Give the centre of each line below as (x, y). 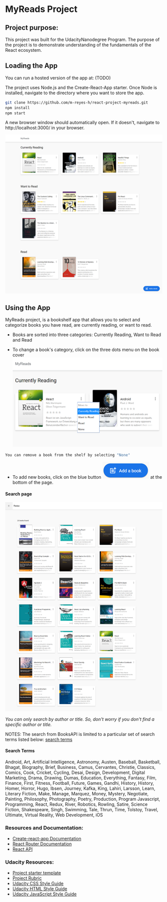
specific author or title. (29, 724)
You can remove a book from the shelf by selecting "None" (68, 455)
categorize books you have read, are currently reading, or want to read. (79, 325)
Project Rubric (27, 878)
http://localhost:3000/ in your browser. (45, 128)
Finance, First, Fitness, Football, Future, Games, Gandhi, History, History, (80, 783)
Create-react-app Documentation (47, 839)
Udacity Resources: (29, 862)
